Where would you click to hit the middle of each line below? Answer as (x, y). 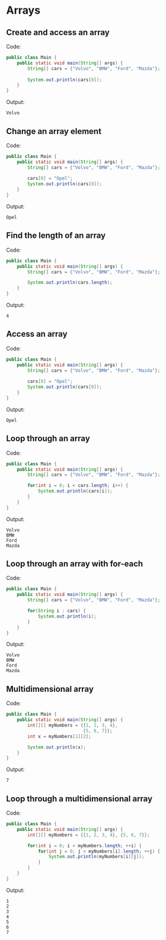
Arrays (23, 10)
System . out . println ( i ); (67, 616)
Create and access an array (58, 32)
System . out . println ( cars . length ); (70, 283)
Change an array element (54, 131)
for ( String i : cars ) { (57, 611)
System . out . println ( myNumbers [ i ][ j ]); (96, 857)
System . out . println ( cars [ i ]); (75, 491)
